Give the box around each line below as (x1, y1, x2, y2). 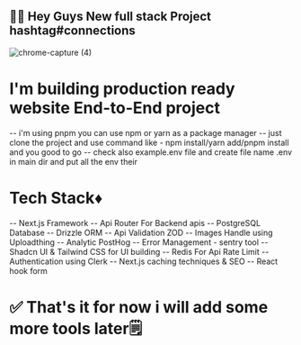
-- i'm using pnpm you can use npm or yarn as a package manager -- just (9, 127, 282, 138)
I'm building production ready (9, 78, 235, 99)
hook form (9, 265, 48, 276)
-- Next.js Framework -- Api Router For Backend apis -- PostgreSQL (9, 217, 261, 228)
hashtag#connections (9, 23, 137, 39)
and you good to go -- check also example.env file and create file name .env (9, 146, 293, 158)
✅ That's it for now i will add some (9, 296, 269, 317)
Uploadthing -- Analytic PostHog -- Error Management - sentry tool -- (9, 236, 269, 248)
